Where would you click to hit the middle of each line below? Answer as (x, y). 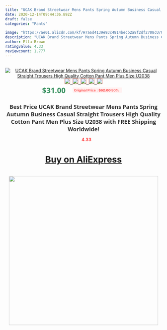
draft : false (19, 19)
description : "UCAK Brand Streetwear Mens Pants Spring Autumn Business (82, 37)
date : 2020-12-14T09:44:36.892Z (39, 14)
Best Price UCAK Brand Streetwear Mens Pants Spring (83, 107)
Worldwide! (83, 129)
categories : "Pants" (27, 24)
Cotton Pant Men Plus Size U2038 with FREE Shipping (83, 122)
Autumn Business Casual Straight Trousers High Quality (83, 114)
